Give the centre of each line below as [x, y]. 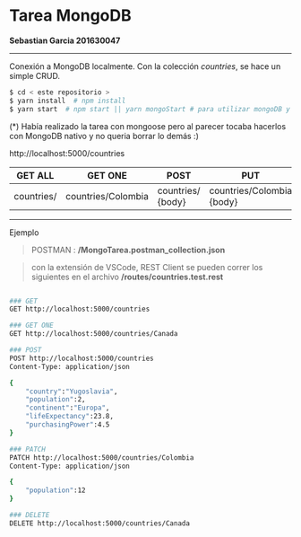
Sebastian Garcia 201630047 [65, 40]
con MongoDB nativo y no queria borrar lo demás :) [104, 136]
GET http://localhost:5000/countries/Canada [94, 334]
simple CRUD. [35, 75]
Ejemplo [24, 232]
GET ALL [35, 175]
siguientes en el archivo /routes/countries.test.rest [127, 277]
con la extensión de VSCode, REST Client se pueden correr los [147, 267]
